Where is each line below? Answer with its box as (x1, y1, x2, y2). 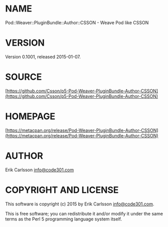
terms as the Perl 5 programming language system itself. (5, 216, 122, 222)
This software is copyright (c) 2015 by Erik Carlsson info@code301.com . (5, 201, 154, 207)
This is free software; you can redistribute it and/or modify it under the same (5, 210, 163, 216)
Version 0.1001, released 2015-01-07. (5, 54, 81, 60)
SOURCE (5, 71, 42, 83)
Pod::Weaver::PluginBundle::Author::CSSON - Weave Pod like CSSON (5, 20, 149, 26)
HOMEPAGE (5, 111, 56, 122)
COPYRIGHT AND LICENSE (5, 184, 119, 195)
